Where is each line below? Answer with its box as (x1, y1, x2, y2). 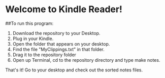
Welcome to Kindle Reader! (5, 4, 123, 15)
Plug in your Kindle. (12, 35, 54, 42)
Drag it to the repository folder (12, 52, 76, 58)
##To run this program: (5, 20, 54, 26)
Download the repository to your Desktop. (12, 30, 101, 36)
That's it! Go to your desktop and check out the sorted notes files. (5, 67, 143, 73)
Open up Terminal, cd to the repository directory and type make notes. (12, 57, 160, 63)
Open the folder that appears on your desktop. (12, 41, 110, 47)
